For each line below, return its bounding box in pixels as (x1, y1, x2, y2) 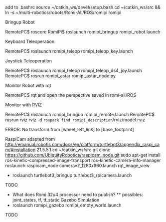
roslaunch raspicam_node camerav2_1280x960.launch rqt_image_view (5, 163, 150, 169)
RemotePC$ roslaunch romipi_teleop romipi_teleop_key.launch (5, 48, 133, 54)
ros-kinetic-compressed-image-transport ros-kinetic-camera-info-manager (5, 157, 161, 163)
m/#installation (5, 147, 36, 153)
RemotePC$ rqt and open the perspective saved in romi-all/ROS (5, 92, 136, 98)
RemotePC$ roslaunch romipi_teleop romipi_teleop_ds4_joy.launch (5, 67, 142, 73)
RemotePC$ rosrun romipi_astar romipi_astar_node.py (5, 73, 116, 79)
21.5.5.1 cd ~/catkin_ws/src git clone (36, 147, 111, 153)
